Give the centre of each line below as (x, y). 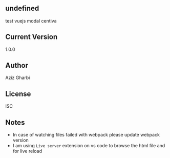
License (18, 94)
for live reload (27, 151)
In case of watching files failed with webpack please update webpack (86, 135)
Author (17, 65)
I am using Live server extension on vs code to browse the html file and (89, 146)
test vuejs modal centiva (31, 21)
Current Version (31, 37)
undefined (22, 8)
